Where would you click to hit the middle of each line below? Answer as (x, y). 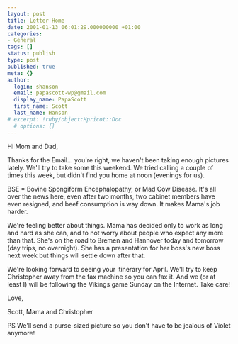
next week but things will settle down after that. (76, 255)
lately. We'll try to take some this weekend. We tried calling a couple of (110, 167)
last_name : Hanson (41, 113)
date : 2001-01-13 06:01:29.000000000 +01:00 (74, 27)
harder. (18, 211)
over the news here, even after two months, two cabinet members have (112, 196)
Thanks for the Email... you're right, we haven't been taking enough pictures (118, 160)
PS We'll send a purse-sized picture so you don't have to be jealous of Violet (119, 325)
